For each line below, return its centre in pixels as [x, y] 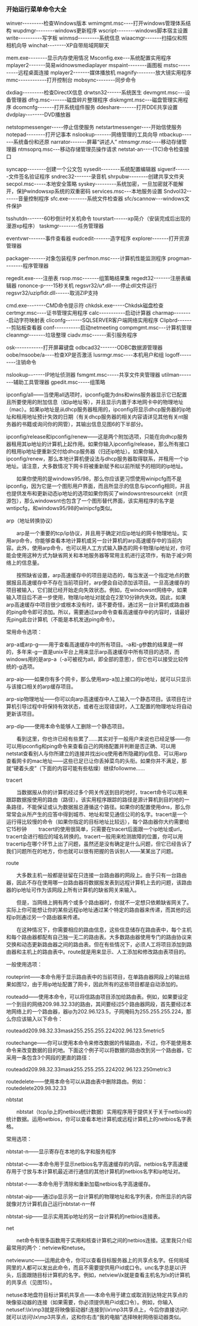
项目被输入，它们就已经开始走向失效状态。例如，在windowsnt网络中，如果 [97, 590]
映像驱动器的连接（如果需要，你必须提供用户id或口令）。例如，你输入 [90, 1302]
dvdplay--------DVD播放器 [38, 115]
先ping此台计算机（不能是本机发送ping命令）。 [62, 620]
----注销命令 [21, 362]
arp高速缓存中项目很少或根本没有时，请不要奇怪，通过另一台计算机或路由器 [98, 605]
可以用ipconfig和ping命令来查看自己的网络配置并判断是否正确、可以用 [91, 746]
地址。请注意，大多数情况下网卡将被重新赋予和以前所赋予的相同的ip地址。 [96, 466]
